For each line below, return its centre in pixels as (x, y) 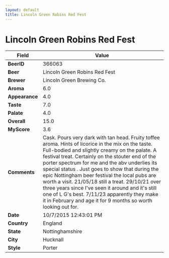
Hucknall (53, 240)
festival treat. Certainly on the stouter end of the (99, 157)
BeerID (16, 64)
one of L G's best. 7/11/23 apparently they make (100, 195)
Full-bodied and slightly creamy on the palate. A (100, 150)
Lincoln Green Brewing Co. (74, 80)
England (52, 223)
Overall (17, 121)
